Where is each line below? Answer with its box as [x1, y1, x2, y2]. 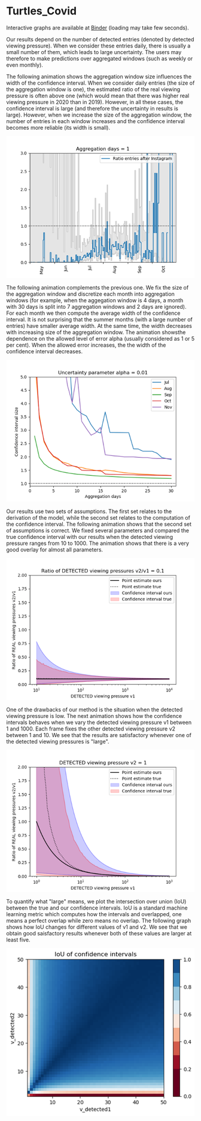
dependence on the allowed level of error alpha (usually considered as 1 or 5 [6, 335, 195, 342]
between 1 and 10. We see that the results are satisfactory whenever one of [6, 731, 191, 738]
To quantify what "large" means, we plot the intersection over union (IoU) [6, 898, 187, 905]
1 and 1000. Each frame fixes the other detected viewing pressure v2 [6, 725, 175, 732]
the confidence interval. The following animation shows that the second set [6, 520, 192, 527]
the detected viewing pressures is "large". [6, 738, 109, 745]
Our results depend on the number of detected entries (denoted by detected [6, 35, 194, 43]
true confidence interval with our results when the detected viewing [6, 533, 173, 540]
